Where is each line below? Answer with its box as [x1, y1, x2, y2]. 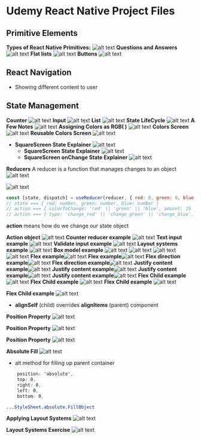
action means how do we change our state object [6, 222, 129, 230]
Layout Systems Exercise [6, 426, 71, 434]
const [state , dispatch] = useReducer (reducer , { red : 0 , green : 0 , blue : [6, 194, 197, 201]
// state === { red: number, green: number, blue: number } [6, 200, 160, 206]
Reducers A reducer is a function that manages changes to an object [6, 165, 176, 172]
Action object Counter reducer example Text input [6, 234, 182, 241]
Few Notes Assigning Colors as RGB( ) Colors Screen [6, 123, 189, 130]
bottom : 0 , [17, 393, 44, 399]
